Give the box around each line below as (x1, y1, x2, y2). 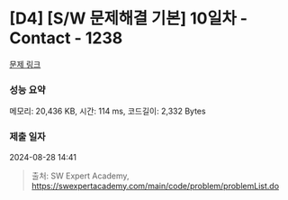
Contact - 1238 (9, 28, 123, 49)
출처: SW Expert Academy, (31, 170, 130, 181)
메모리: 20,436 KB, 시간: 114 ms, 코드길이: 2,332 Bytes (9, 105, 206, 117)
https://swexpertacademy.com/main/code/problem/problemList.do (31, 180, 280, 191)
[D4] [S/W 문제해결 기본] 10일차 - (9, 8, 248, 29)
